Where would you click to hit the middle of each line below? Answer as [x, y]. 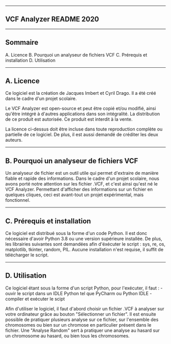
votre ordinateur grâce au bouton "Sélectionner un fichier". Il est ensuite [81, 314]
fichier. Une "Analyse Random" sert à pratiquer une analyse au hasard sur [83, 330]
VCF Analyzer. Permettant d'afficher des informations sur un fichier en [79, 190]
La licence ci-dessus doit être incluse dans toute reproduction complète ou [84, 129]
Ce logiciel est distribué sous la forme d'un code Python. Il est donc [76, 233]
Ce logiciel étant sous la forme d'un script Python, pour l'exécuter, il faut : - [84, 288]
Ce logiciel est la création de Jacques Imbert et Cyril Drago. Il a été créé [81, 93]
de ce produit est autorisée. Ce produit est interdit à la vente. [69, 119]
